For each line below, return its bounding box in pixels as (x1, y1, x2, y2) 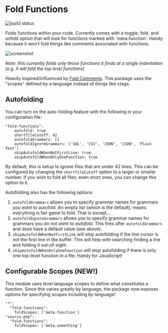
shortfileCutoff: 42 (14, 132, 57, 138)
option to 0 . (5, 179, 29, 185)
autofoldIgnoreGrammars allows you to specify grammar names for (12, 215, 149, 221)
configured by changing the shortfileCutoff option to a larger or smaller (5, 169, 156, 175)
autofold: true (14, 128, 46, 133)
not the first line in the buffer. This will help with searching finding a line (12, 236, 161, 242)
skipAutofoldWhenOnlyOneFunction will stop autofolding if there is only (12, 247, 156, 253)
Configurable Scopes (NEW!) (5, 267, 98, 276)
